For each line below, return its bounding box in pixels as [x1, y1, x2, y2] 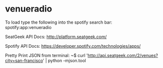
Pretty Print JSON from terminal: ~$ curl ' [5, 52, 88, 58]
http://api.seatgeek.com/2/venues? [87, 52, 158, 58]
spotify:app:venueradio [5, 24, 52, 30]
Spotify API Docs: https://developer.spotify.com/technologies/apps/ [5, 43, 141, 49]
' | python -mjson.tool [43, 57, 86, 63]
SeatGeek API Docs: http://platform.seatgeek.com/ [5, 34, 107, 40]
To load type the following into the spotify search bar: [5, 19, 113, 25]
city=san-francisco [5, 57, 43, 63]
